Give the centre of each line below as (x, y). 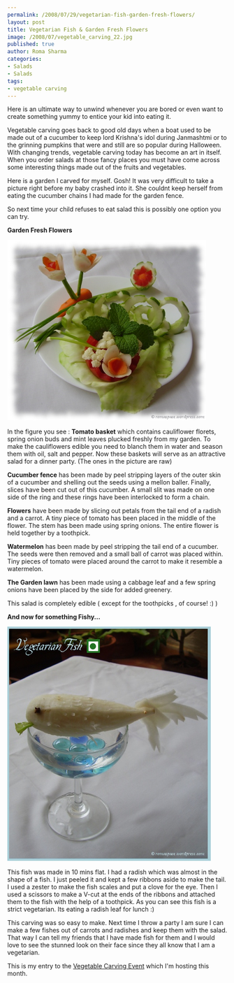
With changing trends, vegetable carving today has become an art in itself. (115, 152)
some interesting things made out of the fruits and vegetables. (97, 167)
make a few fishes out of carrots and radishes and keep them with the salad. (117, 931)
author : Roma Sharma (37, 52)
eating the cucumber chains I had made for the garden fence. (96, 196)
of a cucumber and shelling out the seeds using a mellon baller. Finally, (109, 482)
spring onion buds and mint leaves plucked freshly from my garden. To (109, 439)
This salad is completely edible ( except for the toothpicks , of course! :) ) (112, 603)
